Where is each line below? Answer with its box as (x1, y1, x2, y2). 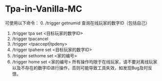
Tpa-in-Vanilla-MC (5, 3, 83, 15)
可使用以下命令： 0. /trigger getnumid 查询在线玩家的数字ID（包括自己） (5, 20, 150, 26)
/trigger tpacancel (12, 35, 49, 42)
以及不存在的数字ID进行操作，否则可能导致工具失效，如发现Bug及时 (12, 65, 148, 71)
